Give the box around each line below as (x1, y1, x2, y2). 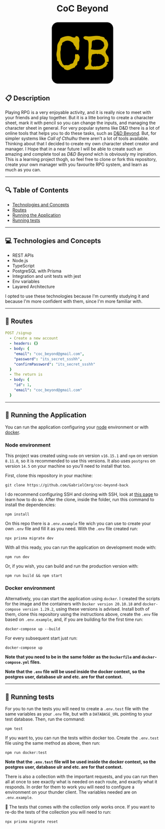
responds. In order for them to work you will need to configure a (5, 784, 135, 790)
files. (30, 659, 41, 665)
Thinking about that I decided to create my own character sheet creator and (5, 141, 159, 146)
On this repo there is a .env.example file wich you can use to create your (5, 520, 151, 526)
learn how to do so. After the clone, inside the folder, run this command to (5, 496, 155, 502)
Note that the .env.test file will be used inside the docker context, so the (5, 759, 156, 765)
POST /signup (5, 331, 32, 336)
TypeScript (12, 263, 35, 268)
